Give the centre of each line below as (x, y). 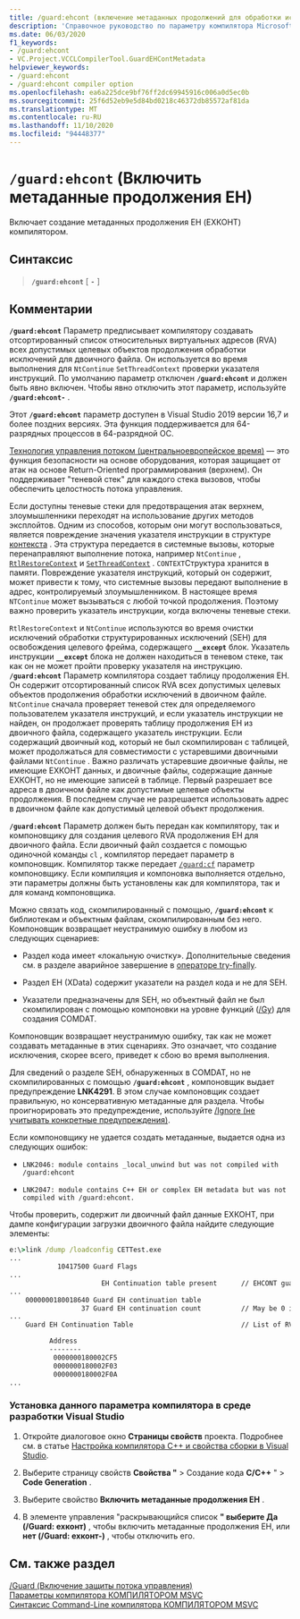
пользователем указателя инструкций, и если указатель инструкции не (146, 714)
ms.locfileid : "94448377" (57, 134)
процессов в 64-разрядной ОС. (113, 434)
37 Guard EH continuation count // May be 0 (183, 1308)
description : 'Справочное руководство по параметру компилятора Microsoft (151, 26)
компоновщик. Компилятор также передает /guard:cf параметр (132, 864)
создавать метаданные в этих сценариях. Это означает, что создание (143, 1046)
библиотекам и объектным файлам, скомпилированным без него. (136, 920)
